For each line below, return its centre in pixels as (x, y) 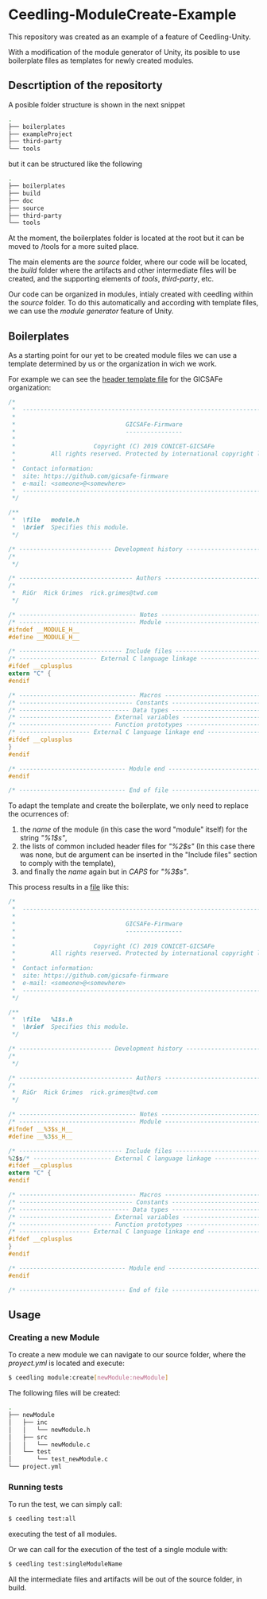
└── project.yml (35, 1467)
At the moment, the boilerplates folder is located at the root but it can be (126, 238)
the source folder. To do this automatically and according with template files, (133, 303)
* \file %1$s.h (42, 1019)
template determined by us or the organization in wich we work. (112, 364)
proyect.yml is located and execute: (67, 1363)
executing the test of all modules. (63, 1534)
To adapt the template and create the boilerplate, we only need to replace (128, 805)
